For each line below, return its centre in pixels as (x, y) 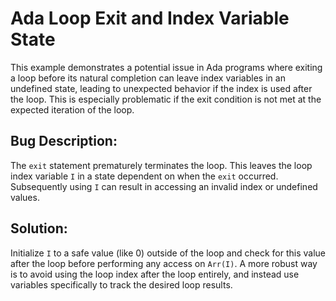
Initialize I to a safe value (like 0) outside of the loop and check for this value (168, 253)
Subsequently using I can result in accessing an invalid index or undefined (164, 186)
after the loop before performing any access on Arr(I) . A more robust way (164, 263)
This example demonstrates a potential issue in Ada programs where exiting (166, 67)
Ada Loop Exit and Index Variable (150, 18)
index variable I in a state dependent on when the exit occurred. (144, 176)
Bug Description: (64, 141)
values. (25, 197)
